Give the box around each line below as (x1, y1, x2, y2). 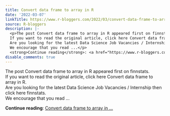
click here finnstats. (5, 90, 47, 96)
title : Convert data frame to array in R (5, 7, 94, 13)
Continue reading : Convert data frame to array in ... (5, 105, 113, 111)
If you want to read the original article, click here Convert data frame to (5, 74, 153, 80)
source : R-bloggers (5, 21, 47, 27)
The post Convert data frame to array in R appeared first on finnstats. (5, 68, 150, 74)
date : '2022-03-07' (5, 12, 47, 17)
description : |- (5, 26, 39, 31)
